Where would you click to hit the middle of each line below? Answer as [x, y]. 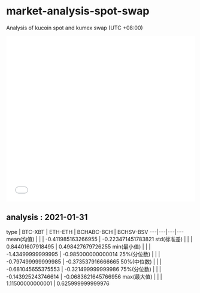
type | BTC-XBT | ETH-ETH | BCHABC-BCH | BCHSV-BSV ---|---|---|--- [95, 232]
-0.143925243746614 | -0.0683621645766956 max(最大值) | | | [84, 276]
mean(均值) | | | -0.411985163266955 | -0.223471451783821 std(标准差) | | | [99, 239]
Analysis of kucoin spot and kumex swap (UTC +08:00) [75, 28]
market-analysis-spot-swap [78, 11]
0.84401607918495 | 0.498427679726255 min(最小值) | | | [78, 246]
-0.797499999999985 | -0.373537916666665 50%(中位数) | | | [84, 261]
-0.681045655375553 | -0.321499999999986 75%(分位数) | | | [84, 269]
